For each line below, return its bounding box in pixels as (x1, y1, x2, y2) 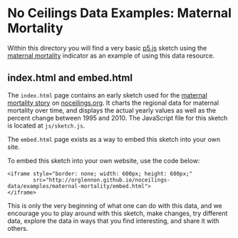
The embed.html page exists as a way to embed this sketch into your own (7, 135, 221, 143)
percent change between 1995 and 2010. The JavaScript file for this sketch (7, 113, 228, 122)
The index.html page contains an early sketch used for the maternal (7, 90, 208, 99)
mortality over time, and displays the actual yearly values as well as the (7, 105, 217, 115)
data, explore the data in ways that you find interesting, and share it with (7, 216, 219, 225)
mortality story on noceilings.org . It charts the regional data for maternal (7, 98, 219, 107)
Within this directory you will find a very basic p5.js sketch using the (7, 43, 207, 52)
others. (7, 224, 29, 232)
